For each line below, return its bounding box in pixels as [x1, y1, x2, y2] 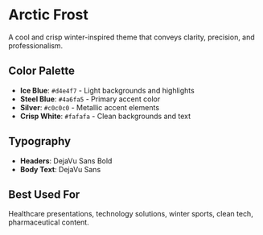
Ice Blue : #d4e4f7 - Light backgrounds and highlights [19, 85, 195, 95]
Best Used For [8, 188, 80, 201]
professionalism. [8, 40, 64, 50]
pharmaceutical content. [8, 217, 90, 227]
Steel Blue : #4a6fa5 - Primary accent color [19, 94, 161, 104]
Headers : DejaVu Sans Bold [19, 155, 113, 166]
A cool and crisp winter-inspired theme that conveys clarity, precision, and [8, 32, 255, 42]
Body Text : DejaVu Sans [19, 164, 101, 174]
